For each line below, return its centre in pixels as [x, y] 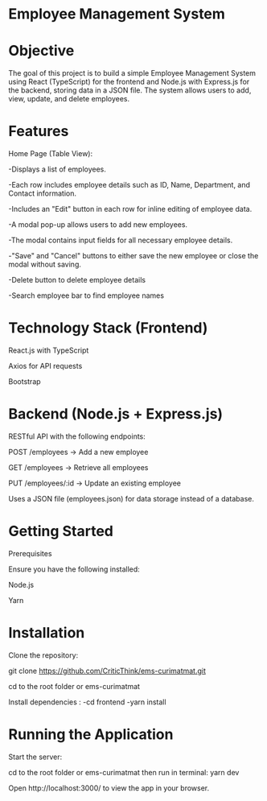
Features [39, 132]
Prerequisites [30, 553]
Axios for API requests [45, 366]
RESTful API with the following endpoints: [77, 436]
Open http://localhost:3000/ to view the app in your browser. [109, 788]
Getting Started [61, 531]
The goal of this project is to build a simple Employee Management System [132, 73]
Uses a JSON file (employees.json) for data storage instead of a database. [131, 498]
